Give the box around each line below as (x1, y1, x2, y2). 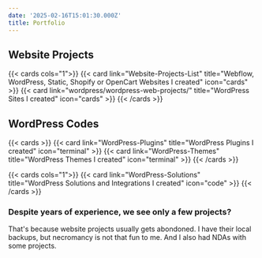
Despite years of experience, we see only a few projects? (8, 207, 232, 218)
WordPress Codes (8, 117, 99, 130)
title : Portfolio (8, 19, 65, 27)
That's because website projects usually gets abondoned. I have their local (8, 224, 252, 234)
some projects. (8, 241, 57, 251)
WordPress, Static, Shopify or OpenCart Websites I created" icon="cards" (8, 77, 249, 87)
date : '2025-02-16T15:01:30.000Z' (8, 11, 122, 20)
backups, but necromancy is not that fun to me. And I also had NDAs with (8, 233, 247, 242)
